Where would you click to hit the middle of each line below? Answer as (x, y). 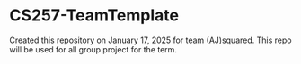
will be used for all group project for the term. (93, 49)
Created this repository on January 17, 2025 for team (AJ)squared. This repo (150, 40)
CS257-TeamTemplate (94, 16)
